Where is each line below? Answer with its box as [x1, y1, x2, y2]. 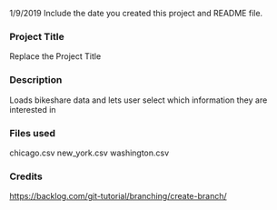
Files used [9, 126, 56, 139]
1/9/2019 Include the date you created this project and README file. [9, 8, 263, 18]
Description [9, 74, 63, 86]
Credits [9, 170, 43, 183]
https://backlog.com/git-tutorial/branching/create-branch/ [9, 191, 227, 202]
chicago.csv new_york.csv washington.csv [9, 147, 170, 158]
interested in [9, 104, 56, 115]
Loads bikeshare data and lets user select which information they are [9, 95, 268, 105]
